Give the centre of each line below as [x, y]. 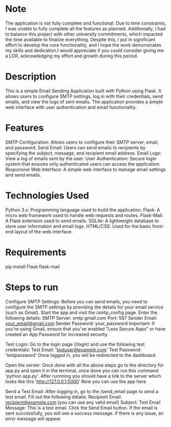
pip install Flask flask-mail [33, 266]
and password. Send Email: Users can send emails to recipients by [76, 147]
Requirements [36, 252]
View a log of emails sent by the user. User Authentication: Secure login [81, 158]
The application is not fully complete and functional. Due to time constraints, [86, 23]
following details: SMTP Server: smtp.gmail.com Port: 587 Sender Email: [81, 318]
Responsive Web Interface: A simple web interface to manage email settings [86, 169]
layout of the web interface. [44, 231]
